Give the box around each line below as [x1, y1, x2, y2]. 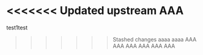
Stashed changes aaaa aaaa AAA [113, 35, 197, 43]
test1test [6, 24, 28, 31]
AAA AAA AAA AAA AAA [113, 42, 175, 50]
